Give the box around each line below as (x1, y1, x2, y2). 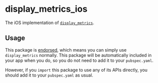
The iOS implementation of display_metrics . (5, 20, 94, 26)
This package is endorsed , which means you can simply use (5, 47, 127, 53)
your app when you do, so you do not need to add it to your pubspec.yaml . (5, 57, 154, 63)
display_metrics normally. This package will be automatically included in (5, 52, 152, 58)
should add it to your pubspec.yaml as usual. (5, 72, 93, 78)
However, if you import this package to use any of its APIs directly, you (5, 67, 148, 73)
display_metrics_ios (5, 3, 88, 15)
